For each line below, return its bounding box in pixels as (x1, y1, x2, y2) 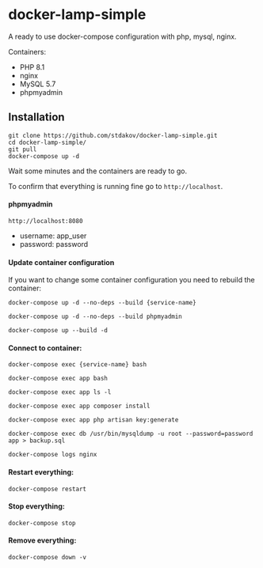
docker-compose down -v (8, 553, 87, 561)
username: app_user (19, 231, 87, 240)
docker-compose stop (8, 519, 77, 527)
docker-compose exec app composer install (8, 402, 151, 411)
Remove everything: (8, 536, 77, 545)
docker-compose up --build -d (8, 327, 109, 335)
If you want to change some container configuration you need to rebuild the (8, 275, 255, 285)
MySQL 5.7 (19, 79, 56, 89)
